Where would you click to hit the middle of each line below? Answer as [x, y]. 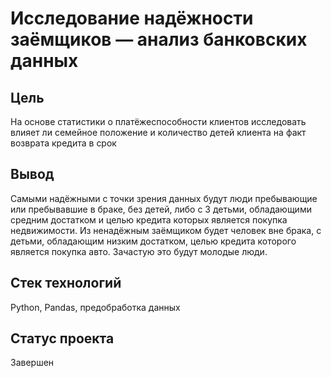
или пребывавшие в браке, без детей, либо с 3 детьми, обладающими [161, 209]
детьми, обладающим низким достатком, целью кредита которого [153, 241]
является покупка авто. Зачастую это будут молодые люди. [139, 251]
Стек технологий [66, 283]
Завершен [32, 363]
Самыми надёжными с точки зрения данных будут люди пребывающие [164, 198]
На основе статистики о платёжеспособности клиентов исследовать [158, 121]
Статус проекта [62, 338]
